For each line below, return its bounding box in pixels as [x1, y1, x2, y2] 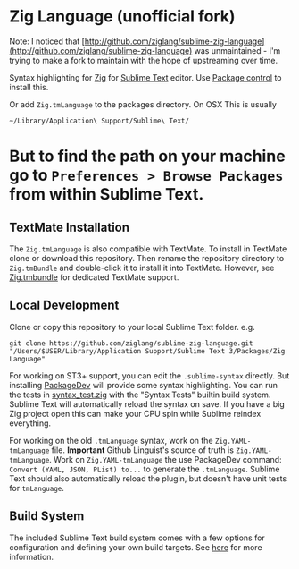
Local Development [9, 298, 120, 313]
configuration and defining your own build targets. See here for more [9, 541, 262, 552]
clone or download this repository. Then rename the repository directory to [9, 252, 285, 263]
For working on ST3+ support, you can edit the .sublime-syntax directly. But [9, 369, 290, 381]
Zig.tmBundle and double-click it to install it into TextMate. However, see [9, 262, 275, 273]
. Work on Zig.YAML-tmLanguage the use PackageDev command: [48, 454, 283, 464]
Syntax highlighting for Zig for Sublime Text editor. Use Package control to [9, 72, 282, 82]
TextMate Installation [9, 219, 130, 234]
